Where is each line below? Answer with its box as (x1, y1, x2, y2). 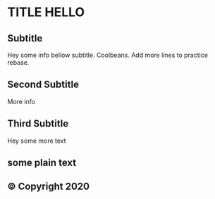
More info (7, 97, 36, 105)
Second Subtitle (7, 79, 80, 91)
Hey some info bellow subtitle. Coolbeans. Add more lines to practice (7, 51, 208, 59)
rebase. (7, 58, 30, 67)
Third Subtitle (7, 117, 69, 130)
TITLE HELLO (7, 4, 85, 20)
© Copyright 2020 (7, 181, 90, 193)
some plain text (7, 157, 76, 169)
